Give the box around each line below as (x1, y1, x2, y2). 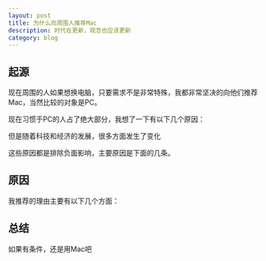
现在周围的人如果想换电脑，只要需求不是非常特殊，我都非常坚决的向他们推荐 (8, 88, 258, 98)
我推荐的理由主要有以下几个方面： (8, 196, 120, 205)
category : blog (8, 33, 59, 42)
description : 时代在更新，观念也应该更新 (8, 26, 131, 34)
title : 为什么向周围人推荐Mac (8, 19, 97, 27)
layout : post (8, 11, 51, 20)
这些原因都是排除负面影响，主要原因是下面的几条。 (8, 148, 175, 158)
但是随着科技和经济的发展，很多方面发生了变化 (8, 132, 161, 141)
